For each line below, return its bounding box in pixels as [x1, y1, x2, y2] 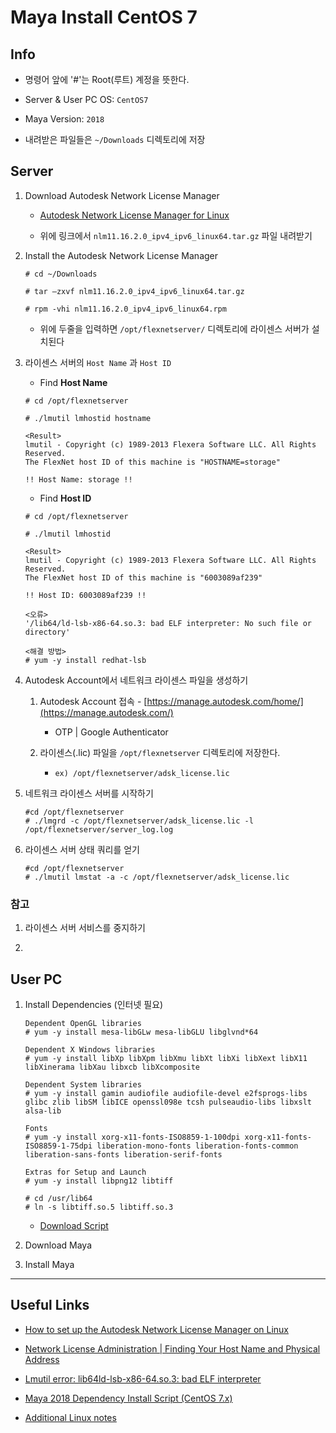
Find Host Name [39, 376, 108, 388]
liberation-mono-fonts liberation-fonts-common [96, 1141, 299, 1151]
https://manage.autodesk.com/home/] [146, 695, 304, 707]
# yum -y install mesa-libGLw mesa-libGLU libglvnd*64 [24, 1027, 259, 1037]
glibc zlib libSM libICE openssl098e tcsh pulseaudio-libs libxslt [24, 1097, 312, 1107]
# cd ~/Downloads [24, 269, 98, 279]
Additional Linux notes [24, 1411, 117, 1423]
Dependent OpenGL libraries [24, 1018, 142, 1028]
